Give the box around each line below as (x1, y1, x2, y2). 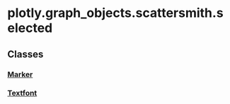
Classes (7, 48, 44, 60)
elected (7, 20, 53, 36)
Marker (7, 69, 33, 79)
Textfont (7, 88, 38, 98)
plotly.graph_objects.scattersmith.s (7, 5, 224, 21)
